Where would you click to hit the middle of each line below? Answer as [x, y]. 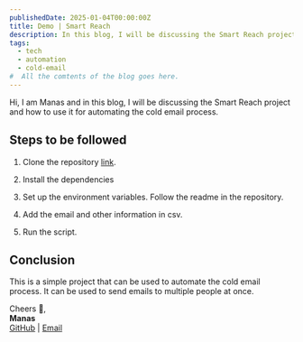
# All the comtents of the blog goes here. [94, 77]
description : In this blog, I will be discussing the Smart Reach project [153, 34]
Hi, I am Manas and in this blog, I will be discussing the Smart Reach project [150, 102]
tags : [19, 43]
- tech [30, 51]
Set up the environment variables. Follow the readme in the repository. [153, 197]
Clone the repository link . [69, 162]
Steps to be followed [68, 140]
